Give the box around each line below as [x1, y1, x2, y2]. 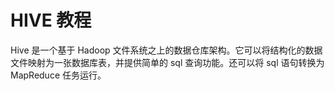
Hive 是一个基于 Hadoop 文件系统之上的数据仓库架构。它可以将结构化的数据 [10, 44, 323, 56]
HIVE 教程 [10, 9, 92, 32]
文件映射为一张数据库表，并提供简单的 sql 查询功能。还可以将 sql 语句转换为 [10, 56, 325, 68]
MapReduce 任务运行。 [10, 69, 107, 81]
